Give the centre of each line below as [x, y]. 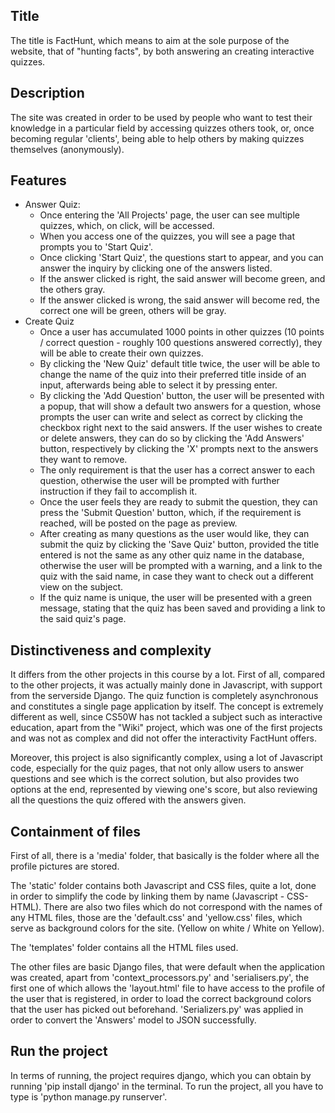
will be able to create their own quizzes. [121, 353]
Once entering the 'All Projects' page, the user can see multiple [169, 215]
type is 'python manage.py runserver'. [89, 1096]
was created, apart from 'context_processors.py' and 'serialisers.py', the [160, 978]
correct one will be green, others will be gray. [133, 311]
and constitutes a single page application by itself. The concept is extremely [167, 706]
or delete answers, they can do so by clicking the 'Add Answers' [172, 438]
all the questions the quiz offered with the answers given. [128, 800]
